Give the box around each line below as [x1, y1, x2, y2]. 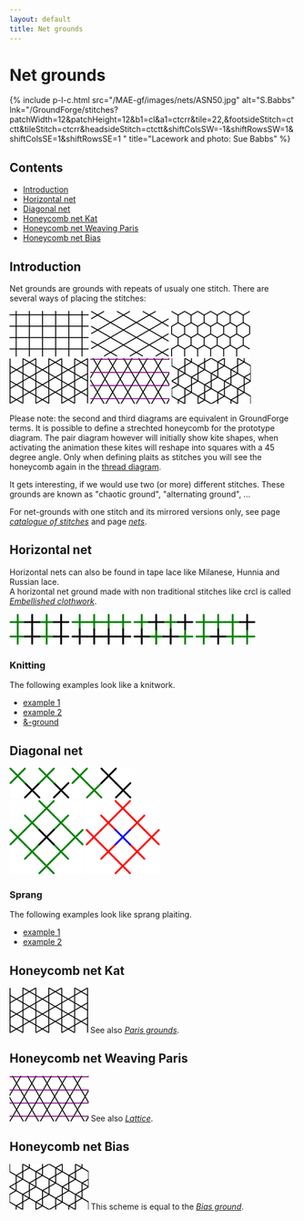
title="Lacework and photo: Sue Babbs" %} [128, 133, 291, 145]
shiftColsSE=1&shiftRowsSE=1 [9, 133, 121, 145]
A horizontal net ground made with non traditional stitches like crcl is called [9, 586, 291, 597]
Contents [9, 159, 64, 175]
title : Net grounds [9, 24, 84, 34]
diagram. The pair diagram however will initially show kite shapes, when [9, 433, 279, 444]
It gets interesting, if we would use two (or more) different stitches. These [9, 479, 285, 490]
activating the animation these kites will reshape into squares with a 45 [9, 442, 275, 453]
